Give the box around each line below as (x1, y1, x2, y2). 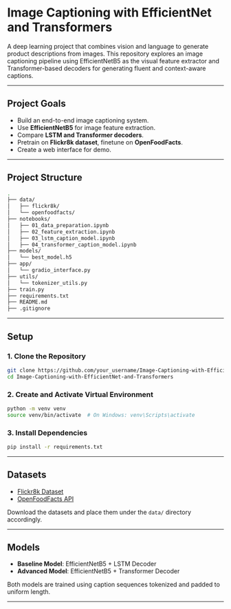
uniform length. (7, 588, 51, 596)
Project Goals (7, 98, 67, 109)
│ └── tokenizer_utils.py (7, 279, 88, 286)
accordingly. (7, 515, 43, 524)
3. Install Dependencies (7, 428, 88, 438)
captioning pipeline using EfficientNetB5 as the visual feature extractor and (7, 56, 220, 65)
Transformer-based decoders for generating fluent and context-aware (7, 64, 206, 72)
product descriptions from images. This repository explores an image (7, 50, 203, 58)
